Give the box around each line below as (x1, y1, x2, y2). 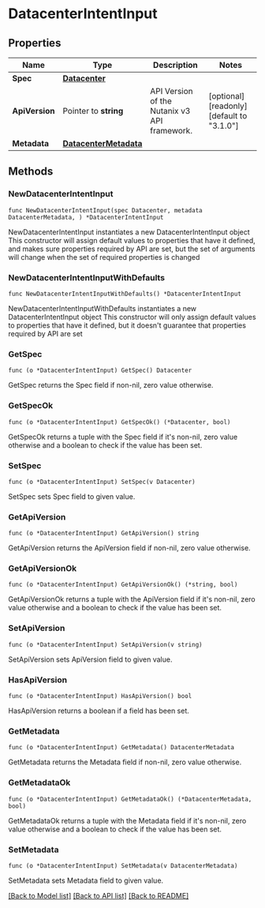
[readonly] (208, 100, 248, 111)
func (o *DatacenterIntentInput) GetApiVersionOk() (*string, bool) (8, 581, 238, 589)
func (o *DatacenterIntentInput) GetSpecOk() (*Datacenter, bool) (8, 418, 231, 426)
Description (152, 60, 199, 70)
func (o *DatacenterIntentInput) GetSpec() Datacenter (8, 366, 192, 375)
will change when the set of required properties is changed (8, 252, 200, 261)
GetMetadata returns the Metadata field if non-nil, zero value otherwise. (8, 757, 242, 767)
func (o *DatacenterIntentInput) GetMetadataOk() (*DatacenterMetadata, (8, 795, 252, 803)
